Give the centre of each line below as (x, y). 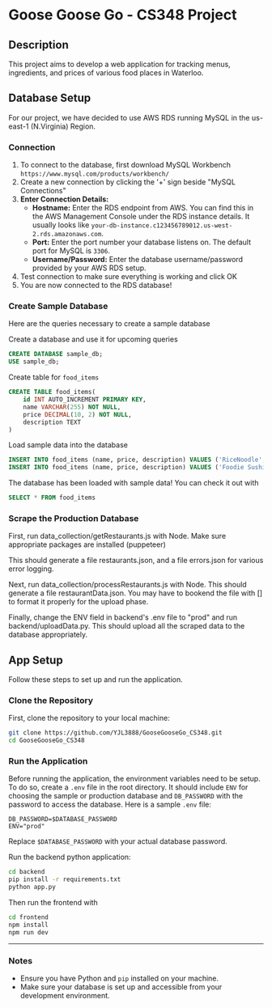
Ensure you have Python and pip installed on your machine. (119, 978)
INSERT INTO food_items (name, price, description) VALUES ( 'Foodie (126, 468)
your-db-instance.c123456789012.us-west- (162, 226)
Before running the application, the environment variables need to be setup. (134, 779)
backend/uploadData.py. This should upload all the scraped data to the (127, 626)
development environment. (65, 996)
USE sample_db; (34, 362)
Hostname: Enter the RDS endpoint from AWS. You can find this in (143, 208)
